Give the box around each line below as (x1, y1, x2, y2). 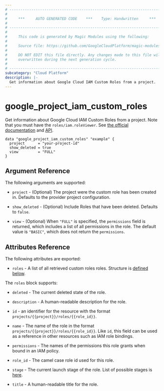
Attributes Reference (5, 243, 70, 251)
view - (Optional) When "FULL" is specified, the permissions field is (12, 218, 145, 224)
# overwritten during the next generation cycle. (5, 57, 117, 62)
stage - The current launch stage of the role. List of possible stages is (12, 367, 152, 373)
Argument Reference (5, 167, 70, 175)
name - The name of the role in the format (12, 323, 94, 329)
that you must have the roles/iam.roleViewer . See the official (5, 122, 129, 128)
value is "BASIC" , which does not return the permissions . (12, 229, 125, 235)
